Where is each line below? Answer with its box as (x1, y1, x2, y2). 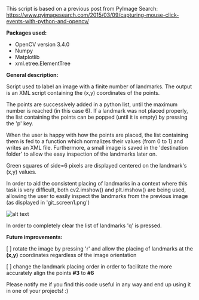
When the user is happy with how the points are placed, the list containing (6, 131, 189, 138)
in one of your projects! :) (6, 287, 69, 294)
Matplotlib (14, 54, 40, 60)
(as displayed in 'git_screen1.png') (6, 199, 90, 206)
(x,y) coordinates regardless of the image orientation (6, 252, 137, 258)
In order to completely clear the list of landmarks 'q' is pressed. (6, 222, 163, 229)
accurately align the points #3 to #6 (6, 270, 94, 276)
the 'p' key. (6, 120, 34, 127)
